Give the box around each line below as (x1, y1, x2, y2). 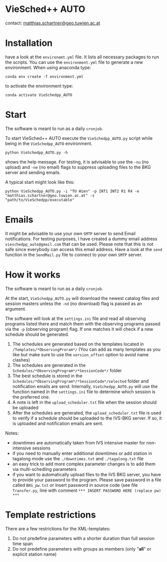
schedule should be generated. (5, 331, 69, 337)
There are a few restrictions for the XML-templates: (5, 526, 111, 532)
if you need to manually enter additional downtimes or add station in (12, 450, 152, 456)
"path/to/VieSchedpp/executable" (5, 197, 75, 202)
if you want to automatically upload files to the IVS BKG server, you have (12, 471, 161, 477)
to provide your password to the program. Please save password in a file (12, 477, 162, 483)
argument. (5, 305, 26, 312)
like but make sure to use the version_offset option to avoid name (12, 351, 149, 357)
